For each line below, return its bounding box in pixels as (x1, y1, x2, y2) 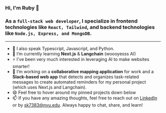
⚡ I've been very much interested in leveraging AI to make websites (12, 56, 150, 62)
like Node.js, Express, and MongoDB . (5, 29, 92, 36)
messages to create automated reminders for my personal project (12, 79, 146, 85)
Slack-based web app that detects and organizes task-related (12, 74, 139, 80)
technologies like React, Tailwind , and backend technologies (5, 24, 155, 30)
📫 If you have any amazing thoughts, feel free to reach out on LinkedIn (12, 95, 157, 101)
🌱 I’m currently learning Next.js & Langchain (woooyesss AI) (12, 51, 136, 57)
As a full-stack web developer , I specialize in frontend (5, 17, 138, 24)
